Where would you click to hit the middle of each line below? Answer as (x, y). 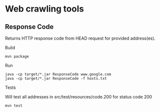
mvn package (17, 56)
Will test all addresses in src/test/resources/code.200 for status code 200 (79, 97)
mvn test (14, 106)
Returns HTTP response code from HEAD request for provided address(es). (80, 38)
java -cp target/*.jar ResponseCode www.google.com (58, 74)
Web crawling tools (44, 9)
